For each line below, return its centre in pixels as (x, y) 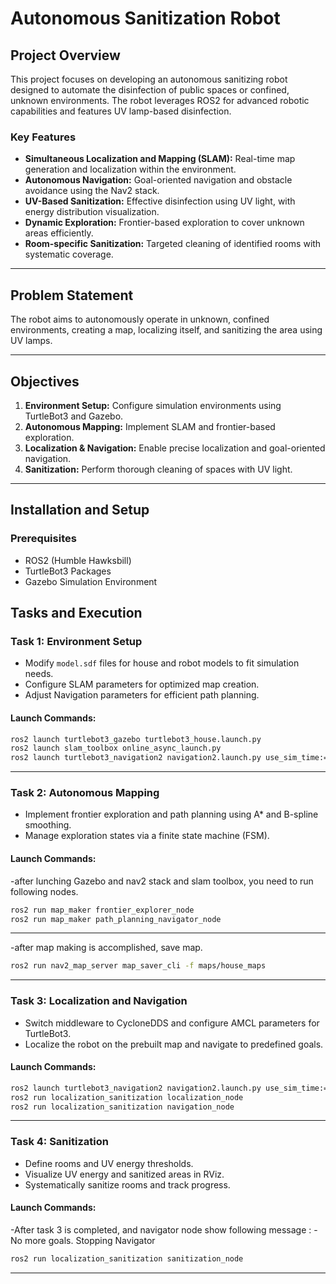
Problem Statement (72, 295)
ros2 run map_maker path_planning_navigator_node (116, 919)
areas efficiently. (59, 233)
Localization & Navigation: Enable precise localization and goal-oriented (175, 448)
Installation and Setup (80, 510)
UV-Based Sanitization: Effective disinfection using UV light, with (160, 201)
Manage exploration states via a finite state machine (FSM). (147, 836)
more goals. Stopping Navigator (90, 1240)
